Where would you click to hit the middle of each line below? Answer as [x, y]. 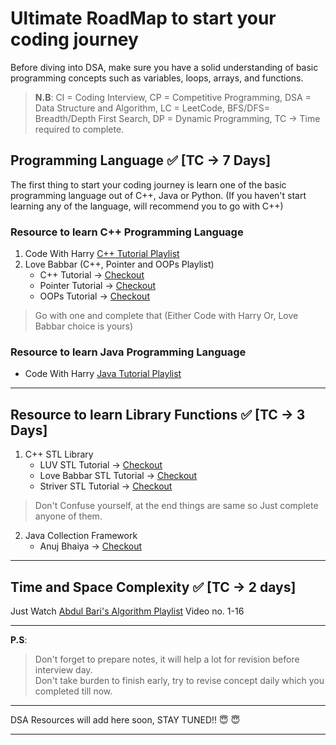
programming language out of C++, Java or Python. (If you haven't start [158, 195]
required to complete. [79, 129]
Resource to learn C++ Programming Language [127, 232]
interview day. [63, 669]
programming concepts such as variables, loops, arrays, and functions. [157, 78]
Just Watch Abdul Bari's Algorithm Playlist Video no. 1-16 [127, 611]
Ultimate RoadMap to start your [143, 18]
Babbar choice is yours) [84, 326]
